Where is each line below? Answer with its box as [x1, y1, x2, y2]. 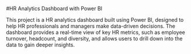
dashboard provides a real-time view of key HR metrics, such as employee [6, 29, 185, 36]
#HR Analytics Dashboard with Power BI [6, 5, 103, 12]
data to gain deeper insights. [6, 41, 75, 48]
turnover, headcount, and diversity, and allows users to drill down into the [6, 35, 183, 42]
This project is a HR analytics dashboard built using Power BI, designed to [6, 16, 184, 23]
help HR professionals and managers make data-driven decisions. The [6, 23, 176, 29]
